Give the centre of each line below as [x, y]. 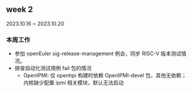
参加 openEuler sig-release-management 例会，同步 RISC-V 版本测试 [98, 54]
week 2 [20, 10]
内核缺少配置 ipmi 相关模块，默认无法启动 [73, 83]
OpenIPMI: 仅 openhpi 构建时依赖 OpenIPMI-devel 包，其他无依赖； [105, 76]
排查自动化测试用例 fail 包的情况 [53, 68]
